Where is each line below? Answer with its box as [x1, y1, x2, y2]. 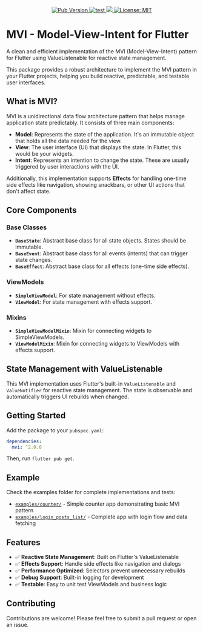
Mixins [6, 313, 27, 321]
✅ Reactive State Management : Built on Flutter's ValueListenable [15, 554, 179, 561]
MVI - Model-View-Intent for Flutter [6, 28, 189, 42]
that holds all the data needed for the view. [15, 137, 122, 144]
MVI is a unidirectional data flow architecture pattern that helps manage [6, 112, 185, 119]
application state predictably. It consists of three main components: [6, 119, 175, 126]
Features [6, 537, 41, 548]
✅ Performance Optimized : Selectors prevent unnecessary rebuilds [15, 567, 186, 574]
